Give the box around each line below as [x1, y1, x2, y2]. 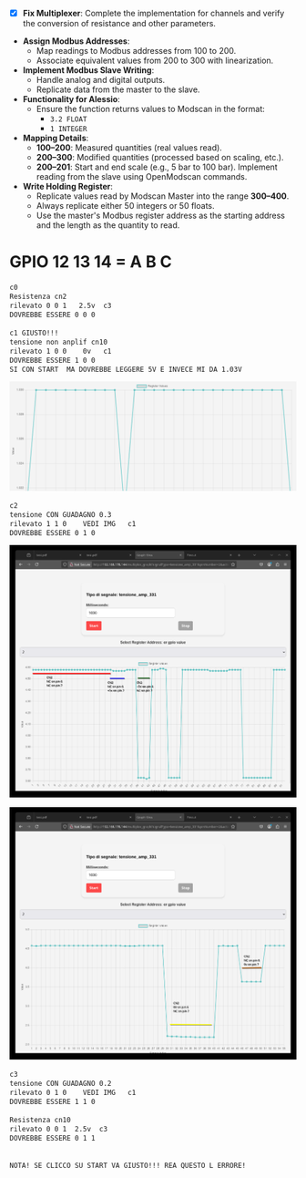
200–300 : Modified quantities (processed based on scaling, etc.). [36, 152, 284, 163]
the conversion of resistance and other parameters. [22, 18, 217, 29]
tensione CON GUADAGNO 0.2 [9, 1079, 112, 1088]
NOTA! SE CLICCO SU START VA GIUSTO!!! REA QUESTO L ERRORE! [9, 1161, 247, 1170]
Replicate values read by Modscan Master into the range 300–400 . [36, 191, 290, 201]
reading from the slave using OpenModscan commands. [36, 171, 248, 182]
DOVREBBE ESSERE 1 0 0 [9, 356, 96, 365]
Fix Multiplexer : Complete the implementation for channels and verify [22, 8, 285, 18]
